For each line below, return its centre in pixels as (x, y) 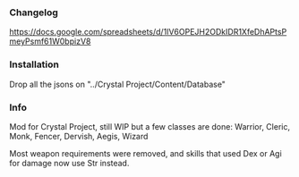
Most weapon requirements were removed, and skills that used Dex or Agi (145, 153)
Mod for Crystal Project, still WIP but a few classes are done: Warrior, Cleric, (150, 126)
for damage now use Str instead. (69, 163)
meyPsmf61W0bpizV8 (50, 41)
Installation (34, 64)
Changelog (34, 13)
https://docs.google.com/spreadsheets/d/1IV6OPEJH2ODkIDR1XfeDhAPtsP (148, 32)
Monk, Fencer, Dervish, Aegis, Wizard (79, 136)
